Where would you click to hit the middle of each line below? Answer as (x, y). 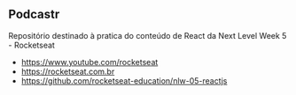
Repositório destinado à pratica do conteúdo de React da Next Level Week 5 (148, 35)
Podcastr (34, 15)
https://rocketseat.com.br (68, 71)
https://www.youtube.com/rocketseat (90, 62)
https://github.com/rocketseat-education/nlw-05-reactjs (124, 80)
